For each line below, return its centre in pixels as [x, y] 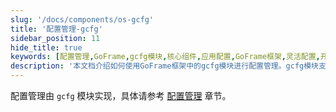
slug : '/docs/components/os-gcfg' [82, 19]
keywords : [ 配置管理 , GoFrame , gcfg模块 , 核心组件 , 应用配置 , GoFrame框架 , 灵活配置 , [165, 57]
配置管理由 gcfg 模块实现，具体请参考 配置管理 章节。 [121, 95]
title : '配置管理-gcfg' [56, 29]
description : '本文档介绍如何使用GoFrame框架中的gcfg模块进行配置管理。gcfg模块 [165, 66]
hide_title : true [46, 47]
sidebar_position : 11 [55, 38]
